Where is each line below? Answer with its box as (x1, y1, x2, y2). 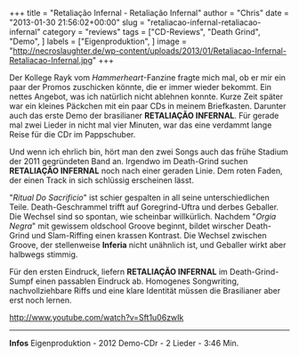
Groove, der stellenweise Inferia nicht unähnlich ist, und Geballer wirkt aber (9, 240, 287, 250)
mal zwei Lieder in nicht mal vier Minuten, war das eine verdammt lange (9, 120, 272, 130)
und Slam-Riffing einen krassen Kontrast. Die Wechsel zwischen (31, 230, 267, 240)
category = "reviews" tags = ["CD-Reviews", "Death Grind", (43, 27, 261, 37)
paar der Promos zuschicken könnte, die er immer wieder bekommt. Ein (9, 82, 271, 92)
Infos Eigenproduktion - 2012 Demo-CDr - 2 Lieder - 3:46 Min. (9, 338, 239, 348)
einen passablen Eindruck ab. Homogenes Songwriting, (35, 276, 239, 286)
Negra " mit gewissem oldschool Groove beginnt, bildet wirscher (9, 220, 245, 231)
